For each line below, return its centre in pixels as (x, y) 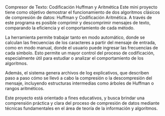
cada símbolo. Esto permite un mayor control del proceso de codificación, (80, 53)
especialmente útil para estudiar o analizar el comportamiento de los (74, 58)
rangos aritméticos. (25, 88)
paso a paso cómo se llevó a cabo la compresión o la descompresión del (79, 78)
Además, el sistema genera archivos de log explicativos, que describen (77, 73)
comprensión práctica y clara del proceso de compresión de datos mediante (82, 103)
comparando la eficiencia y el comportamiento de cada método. (70, 28)
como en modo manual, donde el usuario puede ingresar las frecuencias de (82, 48)
